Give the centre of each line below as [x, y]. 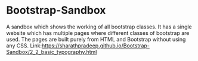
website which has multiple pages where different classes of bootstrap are [98, 33]
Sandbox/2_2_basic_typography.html [52, 52]
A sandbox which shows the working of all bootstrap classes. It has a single [99, 27]
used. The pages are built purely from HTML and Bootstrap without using [96, 39]
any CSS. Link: [24, 46]
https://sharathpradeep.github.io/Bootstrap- [96, 46]
